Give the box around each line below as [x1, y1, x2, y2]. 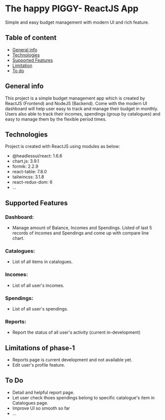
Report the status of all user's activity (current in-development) [12, 329, 141, 336]
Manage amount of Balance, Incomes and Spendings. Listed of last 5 [12, 225, 152, 231]
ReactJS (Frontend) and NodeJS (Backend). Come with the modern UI [5, 100, 148, 106]
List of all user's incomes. [12, 282, 65, 288]
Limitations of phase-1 [5, 344, 75, 352]
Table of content [5, 34, 57, 42]
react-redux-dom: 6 [12, 179, 53, 185]
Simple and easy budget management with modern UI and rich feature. [5, 19, 149, 25]
